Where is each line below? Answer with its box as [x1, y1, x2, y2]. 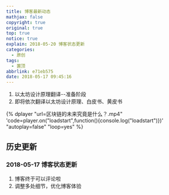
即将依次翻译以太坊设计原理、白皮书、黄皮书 [14, 98, 123, 105]
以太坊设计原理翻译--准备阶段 [14, 91, 87, 98]
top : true [6, 30, 30, 36]
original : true [6, 25, 43, 31]
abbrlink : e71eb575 [6, 69, 54, 74]
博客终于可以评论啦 [14, 175, 61, 182]
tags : [6, 57, 19, 63]
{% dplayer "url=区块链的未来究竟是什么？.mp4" [6, 111, 123, 118]
